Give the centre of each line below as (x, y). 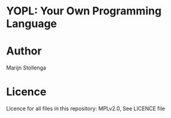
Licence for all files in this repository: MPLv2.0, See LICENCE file (86, 108)
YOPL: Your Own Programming (84, 11)
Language (32, 24)
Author (24, 51)
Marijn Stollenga (26, 68)
